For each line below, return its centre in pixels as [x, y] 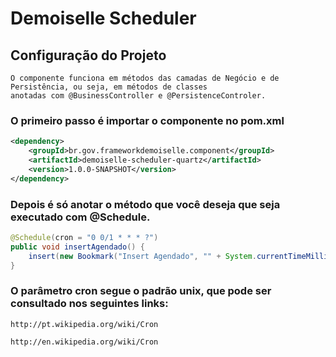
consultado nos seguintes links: [89, 304]
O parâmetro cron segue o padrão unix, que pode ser [141, 291]
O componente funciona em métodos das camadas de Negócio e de [145, 78]
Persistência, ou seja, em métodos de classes [109, 87]
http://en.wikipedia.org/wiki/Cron [84, 342]
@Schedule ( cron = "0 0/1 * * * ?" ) [84, 237]
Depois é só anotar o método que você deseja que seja [145, 204]
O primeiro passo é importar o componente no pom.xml [147, 120]
